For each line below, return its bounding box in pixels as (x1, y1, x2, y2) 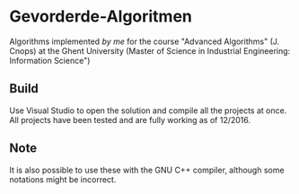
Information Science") (9, 55, 91, 66)
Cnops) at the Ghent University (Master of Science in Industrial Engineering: (9, 45, 291, 56)
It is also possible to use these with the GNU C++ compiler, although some (9, 164, 285, 175)
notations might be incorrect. (9, 173, 117, 185)
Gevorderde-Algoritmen (9, 6, 193, 27)
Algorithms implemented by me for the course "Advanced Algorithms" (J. (9, 36, 280, 47)
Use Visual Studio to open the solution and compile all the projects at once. (9, 105, 287, 116)
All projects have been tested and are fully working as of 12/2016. (9, 114, 251, 125)
